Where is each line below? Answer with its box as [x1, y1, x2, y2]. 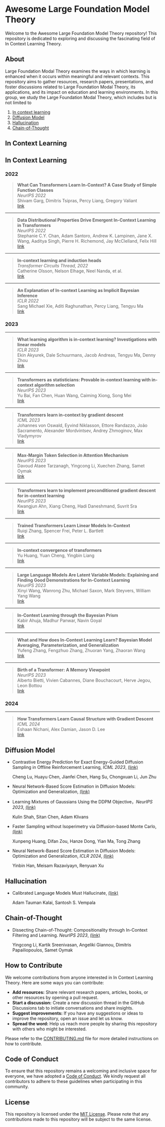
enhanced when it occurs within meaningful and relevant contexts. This [5, 73, 150, 79]
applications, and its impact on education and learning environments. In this [5, 89, 158, 95]
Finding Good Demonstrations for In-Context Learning [17, 577, 130, 583]
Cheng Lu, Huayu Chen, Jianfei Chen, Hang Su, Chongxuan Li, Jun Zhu [12, 774, 157, 780]
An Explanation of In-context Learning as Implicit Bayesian [17, 287, 139, 293]
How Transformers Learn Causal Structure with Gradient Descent [17, 716, 154, 722]
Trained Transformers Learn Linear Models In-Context [17, 523, 130, 529]
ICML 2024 [17, 721, 40, 727]
